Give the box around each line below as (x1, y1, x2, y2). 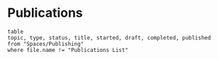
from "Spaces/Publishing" (7, 40, 84, 47)
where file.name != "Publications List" (7, 46, 129, 53)
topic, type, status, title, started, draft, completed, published (7, 34, 212, 41)
